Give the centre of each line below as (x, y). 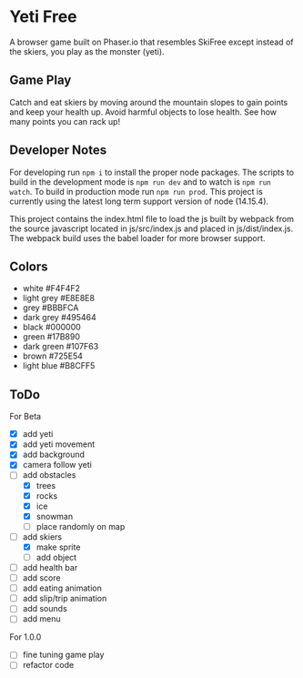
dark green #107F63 (61, 347)
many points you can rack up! (65, 121)
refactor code (48, 665)
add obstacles (49, 475)
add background (53, 455)
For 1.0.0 (25, 637)
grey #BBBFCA (50, 308)
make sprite (58, 547)
